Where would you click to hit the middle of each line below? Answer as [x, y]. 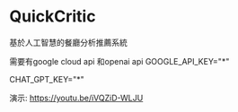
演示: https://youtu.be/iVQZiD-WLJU [76, 98]
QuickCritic [53, 17]
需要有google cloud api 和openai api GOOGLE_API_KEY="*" [119, 61]
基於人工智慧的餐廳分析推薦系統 [68, 42]
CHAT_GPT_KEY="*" [47, 79]
